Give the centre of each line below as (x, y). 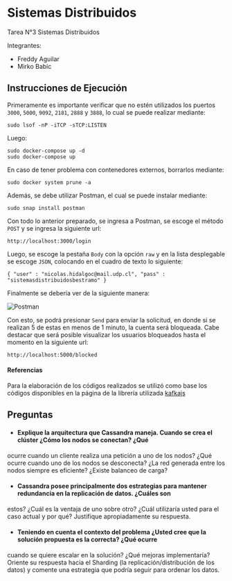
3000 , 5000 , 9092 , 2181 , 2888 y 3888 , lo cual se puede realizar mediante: (106, 112)
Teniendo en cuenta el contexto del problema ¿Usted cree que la (111, 532)
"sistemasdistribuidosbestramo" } (57, 280)
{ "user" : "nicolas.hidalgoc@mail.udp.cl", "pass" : (87, 274)
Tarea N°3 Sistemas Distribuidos (54, 32)
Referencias (25, 370)
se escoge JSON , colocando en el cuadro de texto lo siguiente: (95, 261)
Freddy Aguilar (38, 59)
